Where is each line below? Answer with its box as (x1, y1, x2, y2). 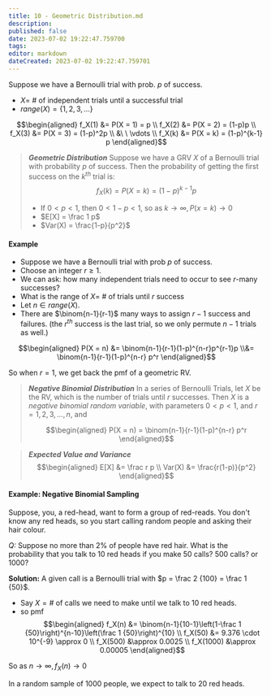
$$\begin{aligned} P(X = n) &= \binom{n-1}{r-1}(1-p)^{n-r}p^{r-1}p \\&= (18, 343, 255, 353)
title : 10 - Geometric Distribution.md (8, 11, 144, 20)
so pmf (19, 607, 45, 616)
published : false (8, 27, 67, 35)
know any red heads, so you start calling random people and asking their (8, 516, 252, 526)
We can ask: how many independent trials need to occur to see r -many (19, 274, 258, 285)
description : (8, 20, 53, 28)
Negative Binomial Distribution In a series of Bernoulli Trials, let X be (28, 383, 261, 393)
